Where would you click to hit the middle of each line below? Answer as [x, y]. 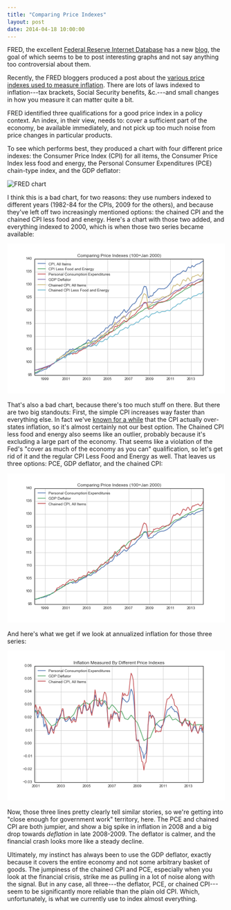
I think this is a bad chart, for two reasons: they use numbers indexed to [109, 198]
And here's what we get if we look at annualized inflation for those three [110, 634]
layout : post [26, 22]
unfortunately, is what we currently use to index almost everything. [102, 898]
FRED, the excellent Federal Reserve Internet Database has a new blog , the [114, 50]
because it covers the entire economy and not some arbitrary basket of [109, 862]
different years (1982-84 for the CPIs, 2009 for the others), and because [110, 205]
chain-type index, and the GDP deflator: [64, 171]
